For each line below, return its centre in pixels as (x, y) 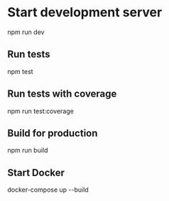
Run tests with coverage (62, 94)
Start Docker (36, 172)
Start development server (85, 12)
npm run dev (26, 32)
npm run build (28, 151)
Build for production (53, 133)
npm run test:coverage (41, 111)
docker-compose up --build (48, 190)
